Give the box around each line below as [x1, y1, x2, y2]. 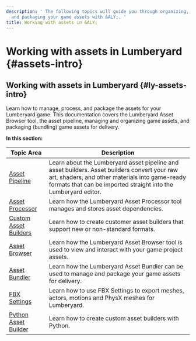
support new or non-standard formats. [48, 225, 156, 233]
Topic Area [10, 149, 42, 157]
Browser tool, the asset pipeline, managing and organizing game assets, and [6, 118, 190, 125]
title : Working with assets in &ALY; [6, 19, 98, 25]
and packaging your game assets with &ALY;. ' [11, 14, 127, 20]
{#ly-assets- [139, 80, 187, 90]
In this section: [6, 135, 43, 142]
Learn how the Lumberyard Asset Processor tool [48, 197, 182, 205]
